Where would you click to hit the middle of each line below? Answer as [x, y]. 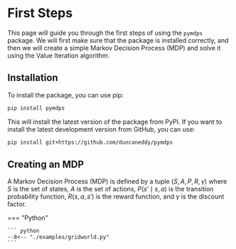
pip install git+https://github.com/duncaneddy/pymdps [90, 142]
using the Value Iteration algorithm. [59, 55]
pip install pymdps [36, 108]
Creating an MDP [45, 164]
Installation [33, 78]
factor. [17, 204]
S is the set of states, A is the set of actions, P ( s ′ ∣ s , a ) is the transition [111, 189]
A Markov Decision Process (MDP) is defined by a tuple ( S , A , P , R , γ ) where [117, 181]
